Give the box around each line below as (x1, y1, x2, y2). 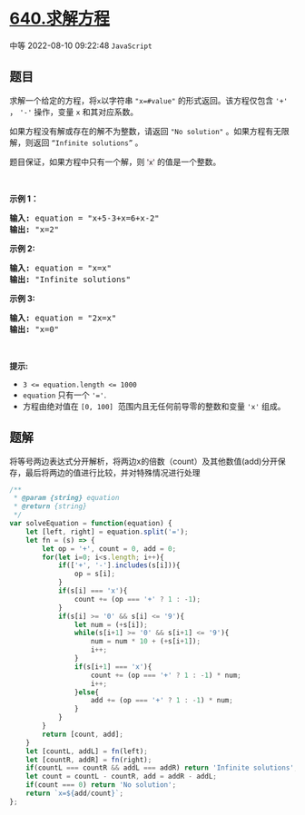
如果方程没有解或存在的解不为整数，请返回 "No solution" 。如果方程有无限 (9, 125, 290, 136)
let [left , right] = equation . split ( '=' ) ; (25, 527, 189, 536)
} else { (74, 687, 100, 697)
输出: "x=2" (9, 224, 60, 234)
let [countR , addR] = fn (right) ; (25, 755, 152, 764)
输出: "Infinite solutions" (9, 274, 132, 284)
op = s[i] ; (74, 569, 116, 579)
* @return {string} (13, 502, 88, 511)
